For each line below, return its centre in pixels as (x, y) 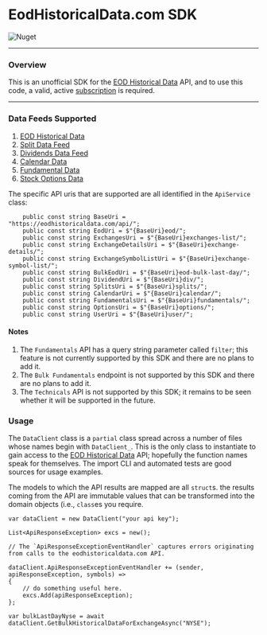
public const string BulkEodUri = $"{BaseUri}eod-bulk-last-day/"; (136, 272)
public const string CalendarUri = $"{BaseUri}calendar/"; (122, 293)
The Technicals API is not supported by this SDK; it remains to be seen (135, 392)
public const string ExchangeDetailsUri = (94, 244)
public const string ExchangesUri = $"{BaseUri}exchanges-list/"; (135, 238)
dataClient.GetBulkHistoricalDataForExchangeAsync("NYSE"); (110, 623)
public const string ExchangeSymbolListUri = (99, 259)
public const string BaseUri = (74, 216)
